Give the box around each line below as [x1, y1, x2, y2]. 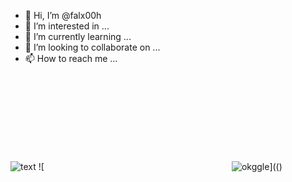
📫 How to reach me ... [24, 53, 118, 64]
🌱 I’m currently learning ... [24, 31, 132, 42]
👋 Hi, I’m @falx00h [24, 10, 102, 21]
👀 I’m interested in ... [24, 20, 110, 32]
